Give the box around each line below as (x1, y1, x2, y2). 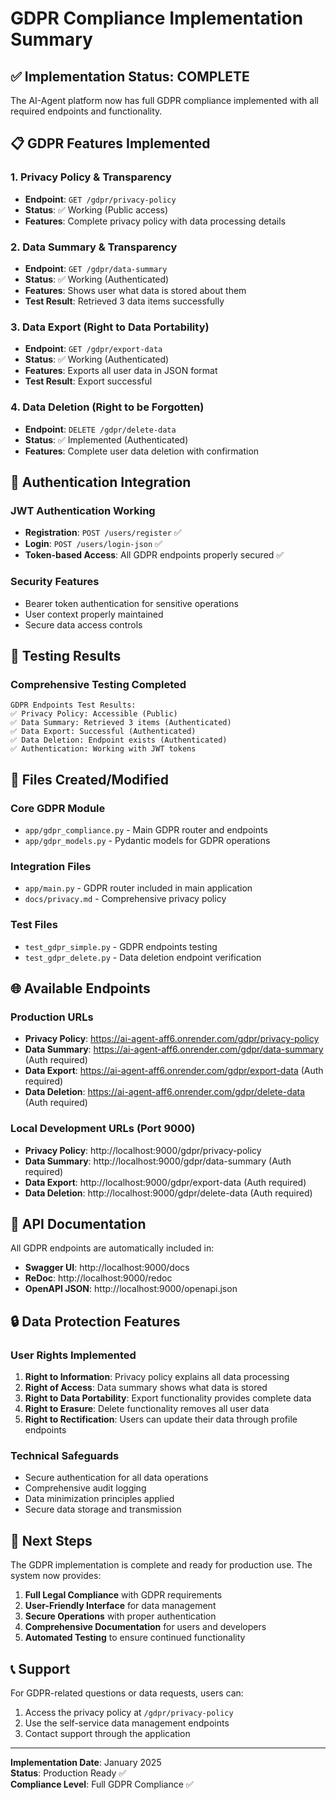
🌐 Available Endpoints (10, 980, 151, 997)
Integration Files (10, 859, 92, 873)
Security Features (10, 575, 100, 589)
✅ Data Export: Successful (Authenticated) (10, 727, 197, 737)
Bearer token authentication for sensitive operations (24, 597, 240, 609)
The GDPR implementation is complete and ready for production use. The (10, 1559, 313, 1571)
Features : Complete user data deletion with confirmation (24, 445, 260, 457)
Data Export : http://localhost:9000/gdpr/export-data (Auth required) (24, 1176, 307, 1188)
